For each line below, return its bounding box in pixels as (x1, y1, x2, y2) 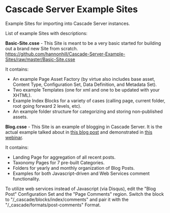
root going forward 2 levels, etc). (12, 103, 81, 109)
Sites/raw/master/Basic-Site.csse (5, 56, 75, 62)
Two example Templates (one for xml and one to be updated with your (12, 86, 160, 93)
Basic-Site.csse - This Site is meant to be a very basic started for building (5, 40, 161, 46)
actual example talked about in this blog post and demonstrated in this (5, 129, 153, 135)
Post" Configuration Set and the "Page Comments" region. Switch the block (5, 191, 164, 197)
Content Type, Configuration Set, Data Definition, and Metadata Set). (12, 81, 157, 87)
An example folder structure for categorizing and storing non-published (12, 108, 163, 114)
